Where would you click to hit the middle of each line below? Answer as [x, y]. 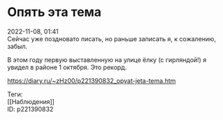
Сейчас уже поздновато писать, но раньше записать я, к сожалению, [112, 38]
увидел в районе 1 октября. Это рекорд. [67, 67]
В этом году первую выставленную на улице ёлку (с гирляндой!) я [107, 59]
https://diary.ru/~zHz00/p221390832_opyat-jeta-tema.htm [92, 80]
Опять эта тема [55, 12]
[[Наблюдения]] [31, 101]
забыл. [17, 46]
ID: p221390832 [30, 109]
